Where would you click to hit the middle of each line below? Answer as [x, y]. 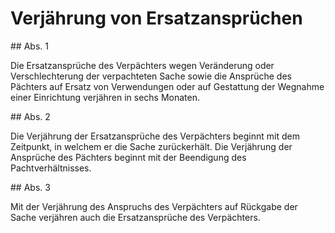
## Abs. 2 [30, 116]
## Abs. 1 [29, 46]
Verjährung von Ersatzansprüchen [156, 18]
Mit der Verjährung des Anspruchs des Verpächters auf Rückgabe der [154, 206]
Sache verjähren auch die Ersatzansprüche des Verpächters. [135, 217]
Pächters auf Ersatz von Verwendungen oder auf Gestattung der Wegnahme [167, 86]
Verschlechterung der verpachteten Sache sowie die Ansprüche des [151, 76]
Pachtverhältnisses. [51, 168]
